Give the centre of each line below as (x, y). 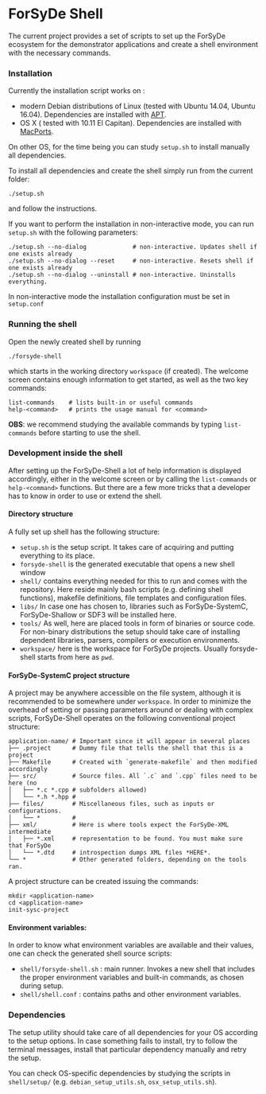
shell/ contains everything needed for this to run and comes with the (133, 581)
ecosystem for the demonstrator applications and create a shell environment (133, 44)
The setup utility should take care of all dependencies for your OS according (133, 1032)
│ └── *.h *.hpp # (42, 797)
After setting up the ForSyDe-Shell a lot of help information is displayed (125, 470)
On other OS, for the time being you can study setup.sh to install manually (129, 147)
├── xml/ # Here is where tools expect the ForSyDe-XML (118, 825)
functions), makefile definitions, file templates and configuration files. (133, 598)
